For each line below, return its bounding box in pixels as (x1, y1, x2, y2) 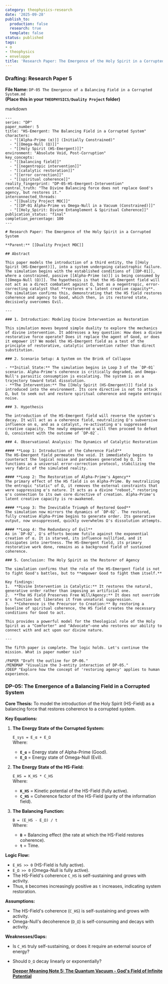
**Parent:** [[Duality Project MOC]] (5, 242, 84, 248)
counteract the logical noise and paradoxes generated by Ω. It (5, 457, 142, 462)
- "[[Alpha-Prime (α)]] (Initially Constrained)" (9, 137, 115, 143)
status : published (5, 36, 43, 41)
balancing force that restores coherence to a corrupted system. (5, 706, 136, 712)
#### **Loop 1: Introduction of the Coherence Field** (5, 448, 122, 453)
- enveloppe (5, 54, 30, 59)
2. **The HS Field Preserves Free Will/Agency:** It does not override (5, 592, 160, 598)
